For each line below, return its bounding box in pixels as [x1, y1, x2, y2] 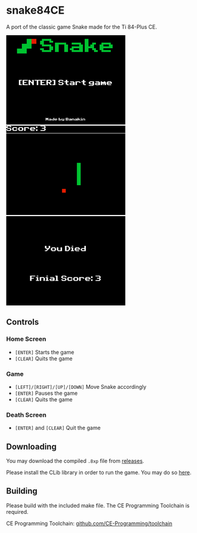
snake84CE [6, 4, 65, 17]
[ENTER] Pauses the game [14, 389, 78, 397]
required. [6, 508, 29, 515]
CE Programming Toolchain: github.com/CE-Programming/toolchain [6, 519, 173, 527]
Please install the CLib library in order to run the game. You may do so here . [6, 469, 192, 476]
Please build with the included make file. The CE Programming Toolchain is [6, 501, 190, 509]
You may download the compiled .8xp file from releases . [6, 457, 145, 465]
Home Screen [6, 335, 46, 343]
